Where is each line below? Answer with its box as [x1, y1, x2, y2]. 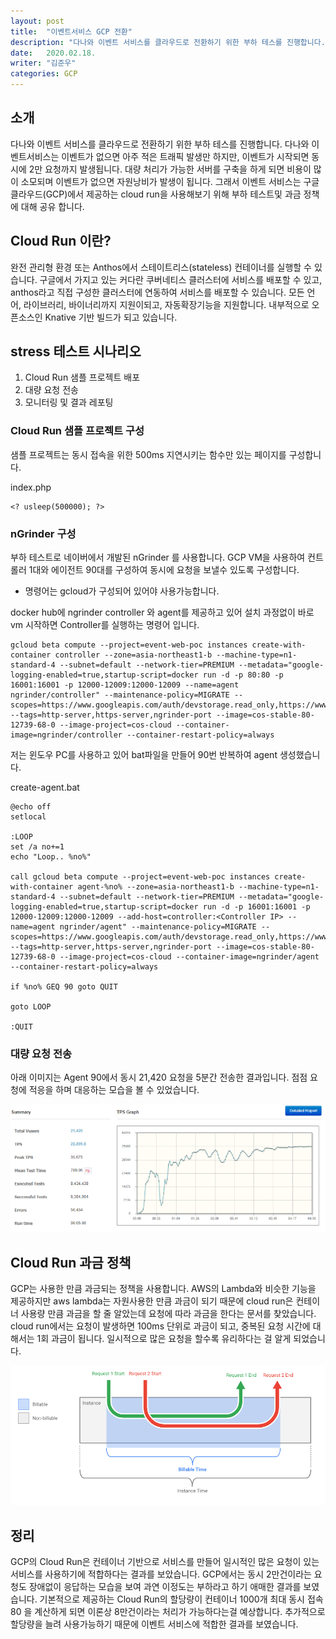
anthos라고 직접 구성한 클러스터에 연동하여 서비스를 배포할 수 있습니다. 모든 [10, 286, 305, 298]
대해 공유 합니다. [20, 200, 85, 212]
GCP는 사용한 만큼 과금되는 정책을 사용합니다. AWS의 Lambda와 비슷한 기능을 [10, 1283, 317, 1295]
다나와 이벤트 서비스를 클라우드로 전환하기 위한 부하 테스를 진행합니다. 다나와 [10, 138, 310, 150]
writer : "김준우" [10, 58, 77, 69]
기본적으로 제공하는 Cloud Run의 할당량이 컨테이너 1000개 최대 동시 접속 [39, 1593, 324, 1605]
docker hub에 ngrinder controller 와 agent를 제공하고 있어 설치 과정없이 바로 [10, 606, 315, 619]
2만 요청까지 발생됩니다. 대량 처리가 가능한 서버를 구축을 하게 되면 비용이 [28, 163, 312, 175]
